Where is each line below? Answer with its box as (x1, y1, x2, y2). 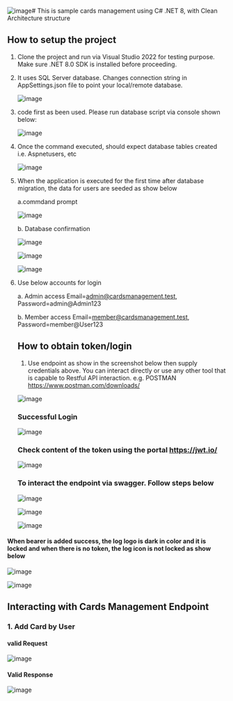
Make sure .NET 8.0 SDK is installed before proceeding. (17, 60, 177, 68)
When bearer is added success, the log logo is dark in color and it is (7, 537, 207, 546)
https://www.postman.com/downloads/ (27, 381, 140, 389)
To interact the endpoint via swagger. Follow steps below (17, 478, 214, 488)
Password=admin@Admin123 (17, 299, 102, 308)
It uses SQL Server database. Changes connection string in (17, 73, 188, 81)
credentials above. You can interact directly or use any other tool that (27, 366, 226, 375)
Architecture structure (7, 14, 71, 22)
